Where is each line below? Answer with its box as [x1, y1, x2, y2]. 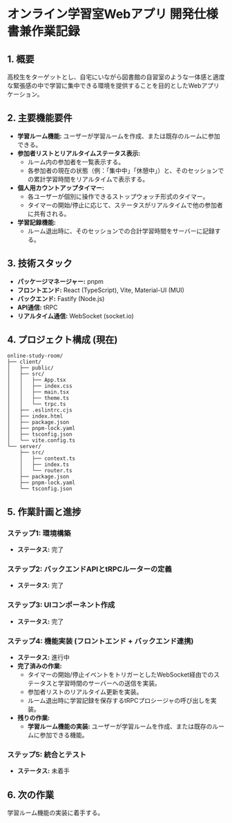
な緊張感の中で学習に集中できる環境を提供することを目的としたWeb [7, 81, 202, 90]
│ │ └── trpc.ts [7, 401, 67, 408]
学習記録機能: [17, 218, 57, 226]
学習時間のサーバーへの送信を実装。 [57, 679, 161, 688]
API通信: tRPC [17, 303, 58, 311]
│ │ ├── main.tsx [7, 389, 70, 396]
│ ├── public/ [7, 365, 54, 371]
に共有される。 [27, 209, 70, 217]
